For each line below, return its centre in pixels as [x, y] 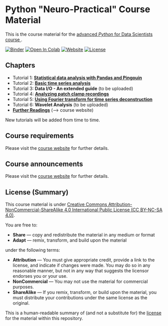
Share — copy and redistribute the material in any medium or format [84, 235]
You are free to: [22, 225]
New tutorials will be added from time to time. [53, 120]
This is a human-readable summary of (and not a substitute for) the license [83, 313]
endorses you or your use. [40, 276]
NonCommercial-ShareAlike [34, 210]
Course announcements [44, 164]
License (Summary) [37, 192]
